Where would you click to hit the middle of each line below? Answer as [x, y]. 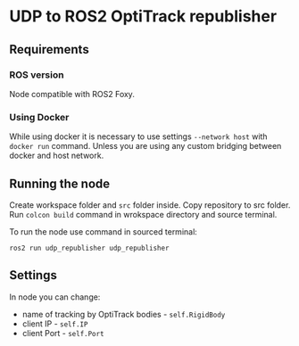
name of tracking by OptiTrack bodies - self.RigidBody [124, 314]
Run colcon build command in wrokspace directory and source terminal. [143, 214]
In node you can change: [55, 297]
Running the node [60, 183]
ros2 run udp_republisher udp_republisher [89, 248]
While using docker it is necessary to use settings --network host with [138, 136]
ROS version [37, 75]
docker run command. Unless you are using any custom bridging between [145, 146]
